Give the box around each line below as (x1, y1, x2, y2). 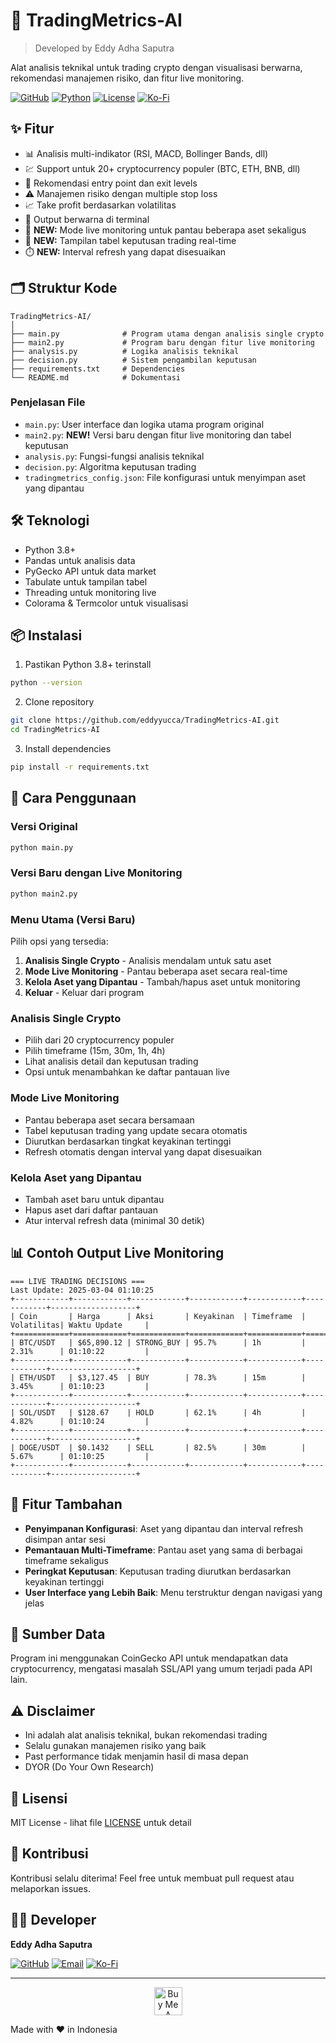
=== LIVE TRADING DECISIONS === (10, 1276, 145, 1286)
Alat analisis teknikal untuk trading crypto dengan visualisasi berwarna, (10, 61, 303, 73)
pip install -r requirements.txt (10, 762, 150, 773)
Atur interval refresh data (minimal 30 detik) (24, 1214, 205, 1226)
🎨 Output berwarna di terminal (24, 213, 150, 225)
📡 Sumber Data (10, 1625, 106, 1643)
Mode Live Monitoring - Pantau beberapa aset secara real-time (24, 965, 288, 978)
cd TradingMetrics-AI (10, 725, 101, 735)
